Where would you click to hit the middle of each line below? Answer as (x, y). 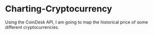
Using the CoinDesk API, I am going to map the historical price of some (76, 22)
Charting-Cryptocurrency (59, 9)
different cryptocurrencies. (32, 27)
